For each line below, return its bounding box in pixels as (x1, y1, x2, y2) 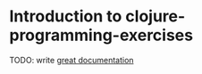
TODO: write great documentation (9, 54, 134, 65)
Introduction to (9, 6, 122, 27)
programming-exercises (9, 25, 194, 45)
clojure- (124, 6, 186, 27)
